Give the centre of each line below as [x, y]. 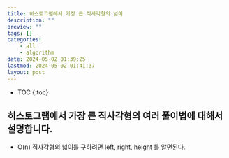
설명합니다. [30, 129]
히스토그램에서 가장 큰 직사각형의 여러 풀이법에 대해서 [115, 116]
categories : [24, 40]
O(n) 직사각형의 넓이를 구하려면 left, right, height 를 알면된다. [101, 147]
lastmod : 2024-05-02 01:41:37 [51, 66]
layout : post [26, 72]
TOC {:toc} [33, 92]
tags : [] [20, 33]
